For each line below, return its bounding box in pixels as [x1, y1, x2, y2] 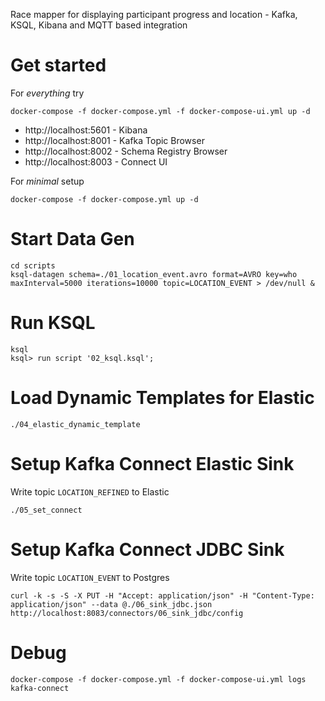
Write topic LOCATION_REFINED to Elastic [10, 485, 170, 498]
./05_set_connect [10, 505, 83, 515]
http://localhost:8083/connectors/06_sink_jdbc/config [10, 608, 244, 618]
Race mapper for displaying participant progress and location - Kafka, [10, 9, 298, 20]
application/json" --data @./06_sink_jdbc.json [10, 599, 213, 609]
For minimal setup [10, 175, 85, 187]
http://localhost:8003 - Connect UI [24, 155, 168, 168]
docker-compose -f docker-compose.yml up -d [10, 194, 199, 204]
